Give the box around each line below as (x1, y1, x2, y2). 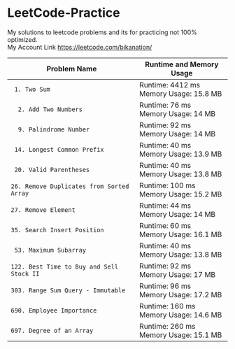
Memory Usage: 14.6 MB (139, 310, 222, 320)
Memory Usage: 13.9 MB (139, 149, 222, 159)
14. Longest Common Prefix (14, 145, 104, 153)
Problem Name (46, 64, 97, 73)
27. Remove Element (10, 206, 76, 214)
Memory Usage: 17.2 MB (139, 290, 222, 299)
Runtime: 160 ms (139, 301, 196, 311)
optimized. (7, 35, 38, 43)
